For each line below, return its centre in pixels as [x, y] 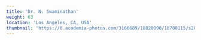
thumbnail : [20, 28]
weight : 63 [20, 17]
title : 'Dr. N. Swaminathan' [42, 11]
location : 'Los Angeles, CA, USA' [49, 22]
